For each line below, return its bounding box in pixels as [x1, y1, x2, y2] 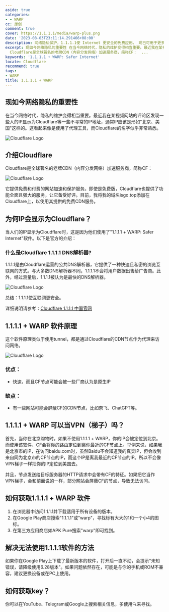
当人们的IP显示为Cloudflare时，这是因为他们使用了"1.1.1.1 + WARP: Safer [5, 229, 154, 235]
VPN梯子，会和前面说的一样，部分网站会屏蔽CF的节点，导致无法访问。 [5, 478, 152, 484]
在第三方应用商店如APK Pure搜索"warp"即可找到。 [12, 527, 118, 533]
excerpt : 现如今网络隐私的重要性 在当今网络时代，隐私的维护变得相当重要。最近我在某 [5, 45, 162, 50]
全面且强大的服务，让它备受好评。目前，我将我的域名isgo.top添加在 [9, 192, 150, 198]
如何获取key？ [5, 587, 50, 595]
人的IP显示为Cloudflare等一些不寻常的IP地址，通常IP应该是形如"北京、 [9, 118, 156, 124]
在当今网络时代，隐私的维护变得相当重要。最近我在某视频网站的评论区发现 [5, 112, 159, 118]
